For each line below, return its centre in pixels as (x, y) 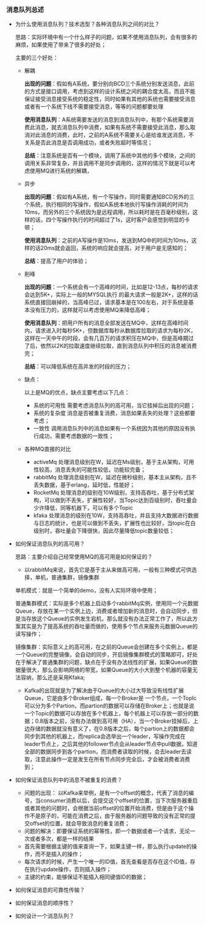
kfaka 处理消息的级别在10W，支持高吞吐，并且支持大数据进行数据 (116, 515)
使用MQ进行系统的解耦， (61, 171)
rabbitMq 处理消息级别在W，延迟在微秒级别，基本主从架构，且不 (115, 477)
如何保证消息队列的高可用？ (50, 544)
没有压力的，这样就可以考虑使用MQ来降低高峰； (90, 310)
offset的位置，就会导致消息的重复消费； (80, 824)
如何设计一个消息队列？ (45, 916)
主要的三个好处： (37, 58)
